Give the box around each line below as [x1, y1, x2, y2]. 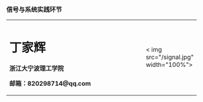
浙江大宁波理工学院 [9, 64, 65, 72]
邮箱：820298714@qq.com [9, 79, 91, 88]
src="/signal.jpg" [146, 53, 194, 62]
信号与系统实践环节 [6, 5, 62, 13]
